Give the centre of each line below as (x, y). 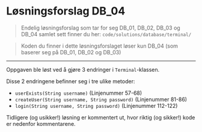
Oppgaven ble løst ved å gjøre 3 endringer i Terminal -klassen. (83, 69)
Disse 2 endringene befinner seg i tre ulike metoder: (71, 81)
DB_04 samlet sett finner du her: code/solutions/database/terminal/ (106, 34)
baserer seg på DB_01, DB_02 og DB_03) (71, 52)
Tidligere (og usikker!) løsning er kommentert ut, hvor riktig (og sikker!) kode (101, 117)
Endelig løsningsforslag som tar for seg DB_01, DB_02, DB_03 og (100, 28)
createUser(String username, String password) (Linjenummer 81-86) (101, 99)
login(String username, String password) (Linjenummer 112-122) (96, 105)
